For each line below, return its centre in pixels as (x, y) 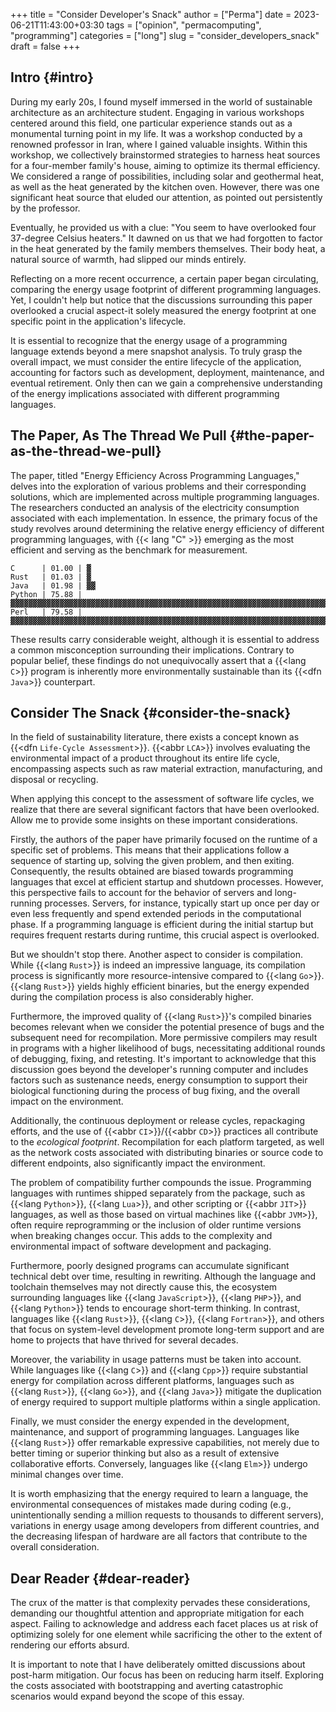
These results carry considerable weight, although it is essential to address (165, 639)
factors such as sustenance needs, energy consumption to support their (159, 1080)
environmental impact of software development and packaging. (141, 1246)
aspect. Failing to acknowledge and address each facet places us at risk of (164, 1624)
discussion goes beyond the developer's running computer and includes (159, 1070)
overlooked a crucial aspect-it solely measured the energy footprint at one (163, 310)
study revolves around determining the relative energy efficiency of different (167, 528)
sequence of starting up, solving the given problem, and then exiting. (152, 861)
